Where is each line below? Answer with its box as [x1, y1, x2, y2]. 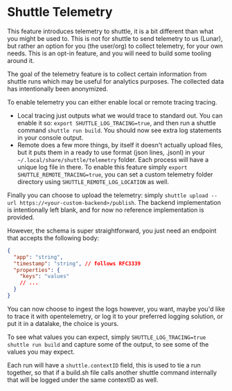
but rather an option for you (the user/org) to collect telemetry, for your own [7, 42, 223, 50]
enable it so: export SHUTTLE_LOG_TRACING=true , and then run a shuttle [17, 118, 216, 127]
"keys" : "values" [19, 273, 70, 280]
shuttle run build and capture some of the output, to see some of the [7, 340, 209, 348]
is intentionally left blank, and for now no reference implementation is [7, 206, 204, 214]
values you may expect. [7, 347, 75, 356]
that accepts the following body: [7, 233, 99, 242]
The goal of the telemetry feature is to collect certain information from [7, 70, 207, 78]
